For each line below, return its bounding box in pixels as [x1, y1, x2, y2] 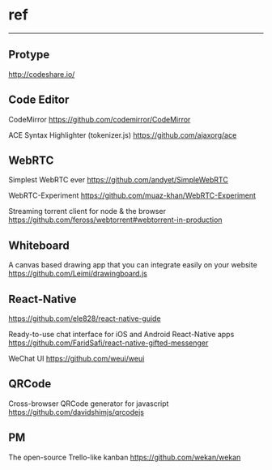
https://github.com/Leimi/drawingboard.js [8, 269, 147, 279]
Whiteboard [8, 238, 70, 252]
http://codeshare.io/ [8, 69, 75, 79]
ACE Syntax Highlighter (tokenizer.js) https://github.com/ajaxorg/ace [8, 130, 237, 139]
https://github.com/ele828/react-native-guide [8, 314, 161, 323]
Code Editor [8, 93, 70, 107]
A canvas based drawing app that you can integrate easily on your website [8, 260, 257, 270]
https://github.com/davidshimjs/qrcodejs [8, 407, 144, 417]
